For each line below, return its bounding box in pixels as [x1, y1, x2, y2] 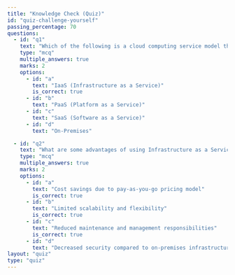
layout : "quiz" [7, 251, 52, 258]
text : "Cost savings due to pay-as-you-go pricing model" [32, 185, 205, 192]
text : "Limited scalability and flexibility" [32, 205, 168, 212]
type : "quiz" [7, 257, 45, 265]
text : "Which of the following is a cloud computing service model [20, 43, 220, 50]
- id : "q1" [13, 36, 45, 43]
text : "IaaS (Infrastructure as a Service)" [32, 82, 164, 89]
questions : [7, 29, 39, 37]
